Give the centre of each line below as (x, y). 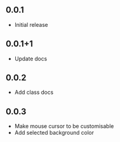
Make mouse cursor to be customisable (64, 126)
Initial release (31, 24)
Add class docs (34, 92)
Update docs (31, 59)
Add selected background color (54, 133)
